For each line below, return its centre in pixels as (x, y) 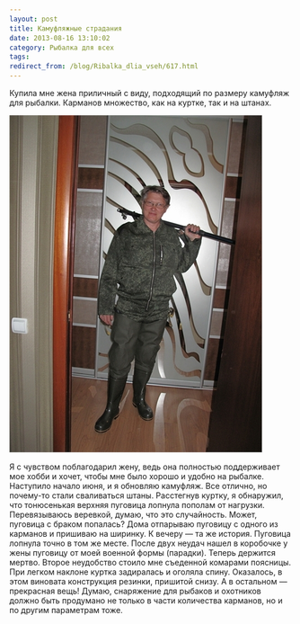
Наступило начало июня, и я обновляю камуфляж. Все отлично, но (138, 486)
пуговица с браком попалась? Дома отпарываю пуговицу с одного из (144, 524)
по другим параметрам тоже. (66, 610)
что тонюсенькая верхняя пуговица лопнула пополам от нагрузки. (137, 505)
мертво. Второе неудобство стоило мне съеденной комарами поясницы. (150, 562)
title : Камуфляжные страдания (66, 28)
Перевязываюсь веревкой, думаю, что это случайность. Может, (133, 514)
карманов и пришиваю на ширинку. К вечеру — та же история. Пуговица (150, 534)
